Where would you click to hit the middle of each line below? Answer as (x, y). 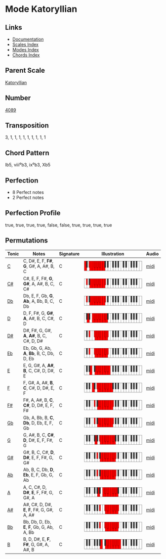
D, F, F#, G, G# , (39, 313)
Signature (69, 254)
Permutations (26, 241)
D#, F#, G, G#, (37, 330)
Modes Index (25, 50)
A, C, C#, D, (35, 487)
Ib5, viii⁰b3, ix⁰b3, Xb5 (28, 165)
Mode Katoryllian (41, 9)
